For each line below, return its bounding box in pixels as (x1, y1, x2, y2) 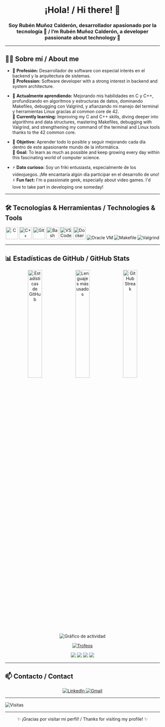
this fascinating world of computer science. (12, 155, 101, 161)
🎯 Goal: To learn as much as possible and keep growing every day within (12, 149, 160, 155)
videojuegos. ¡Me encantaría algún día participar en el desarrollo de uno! (12, 171, 160, 177)
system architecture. (12, 84, 54, 89)
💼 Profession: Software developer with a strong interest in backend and (12, 78, 158, 84)
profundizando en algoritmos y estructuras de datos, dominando (12, 98, 143, 104)
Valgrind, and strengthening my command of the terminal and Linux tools (12, 124, 160, 130)
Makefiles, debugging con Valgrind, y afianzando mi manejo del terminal (12, 103, 159, 110)
